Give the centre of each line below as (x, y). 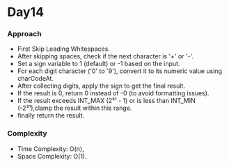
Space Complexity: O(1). (52, 156)
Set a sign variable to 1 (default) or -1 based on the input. (98, 64)
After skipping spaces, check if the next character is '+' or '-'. (105, 56)
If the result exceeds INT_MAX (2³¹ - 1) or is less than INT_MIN (106, 101)
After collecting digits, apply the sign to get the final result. (101, 86)
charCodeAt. (35, 79)
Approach (24, 34)
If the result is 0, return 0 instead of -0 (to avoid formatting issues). (113, 93)
